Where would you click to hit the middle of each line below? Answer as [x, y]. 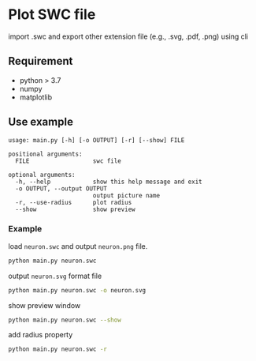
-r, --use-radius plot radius [74, 202]
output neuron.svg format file [55, 276]
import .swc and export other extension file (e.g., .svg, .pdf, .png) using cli [128, 36]
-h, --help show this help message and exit [109, 182]
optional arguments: [42, 175]
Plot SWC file [52, 15]
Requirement [41, 61]
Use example [41, 122]
